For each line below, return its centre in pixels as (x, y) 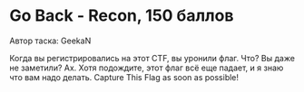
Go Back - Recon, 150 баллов (122, 16)
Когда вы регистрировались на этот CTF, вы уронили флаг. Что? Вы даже (152, 58)
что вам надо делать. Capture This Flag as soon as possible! (124, 77)
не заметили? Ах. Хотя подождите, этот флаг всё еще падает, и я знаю (147, 68)
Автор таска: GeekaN (50, 41)
